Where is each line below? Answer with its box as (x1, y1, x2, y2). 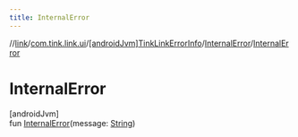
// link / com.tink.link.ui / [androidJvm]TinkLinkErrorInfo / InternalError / (9, 38, 254, 48)
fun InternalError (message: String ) (9, 117, 136, 128)
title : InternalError (9, 13, 90, 22)
